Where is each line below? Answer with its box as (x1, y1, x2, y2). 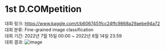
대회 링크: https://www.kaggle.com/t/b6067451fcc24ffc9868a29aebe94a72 (5, 20, 160, 26)
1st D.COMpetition (5, 3, 82, 15)
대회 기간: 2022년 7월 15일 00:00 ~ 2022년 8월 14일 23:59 (5, 33, 122, 39)
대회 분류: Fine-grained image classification (5, 26, 94, 33)
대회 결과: (5, 39, 24, 45)
